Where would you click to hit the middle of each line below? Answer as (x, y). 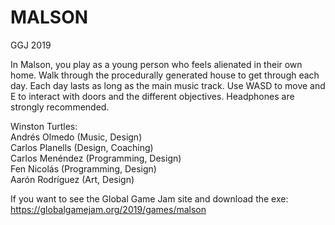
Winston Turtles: (44, 126)
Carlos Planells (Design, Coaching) (82, 147)
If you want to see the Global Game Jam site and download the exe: (149, 198)
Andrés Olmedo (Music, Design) (76, 137)
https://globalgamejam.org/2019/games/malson (108, 209)
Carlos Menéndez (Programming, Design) (96, 158)
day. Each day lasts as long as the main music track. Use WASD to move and (168, 85)
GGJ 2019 (31, 45)
